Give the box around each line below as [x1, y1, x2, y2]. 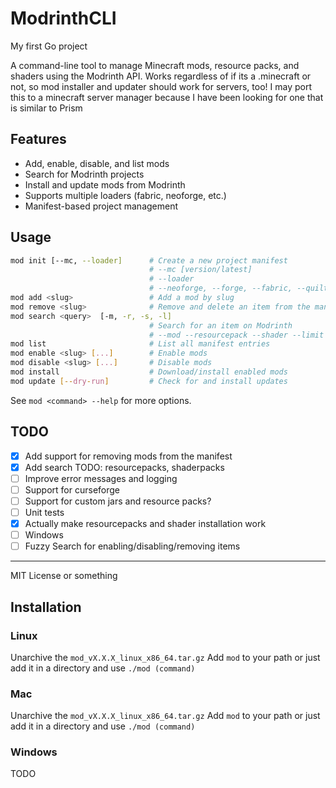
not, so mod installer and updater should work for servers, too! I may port [10, 80, 312, 92]
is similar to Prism [10, 102, 83, 114]
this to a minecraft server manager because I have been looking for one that [10, 91, 324, 103]
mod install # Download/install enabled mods [10, 367, 288, 377]
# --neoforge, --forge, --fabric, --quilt [148, 283, 329, 294]
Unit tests [24, 506, 65, 518]
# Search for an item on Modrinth [148, 320, 293, 331]
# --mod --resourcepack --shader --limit [148, 330, 325, 340]
